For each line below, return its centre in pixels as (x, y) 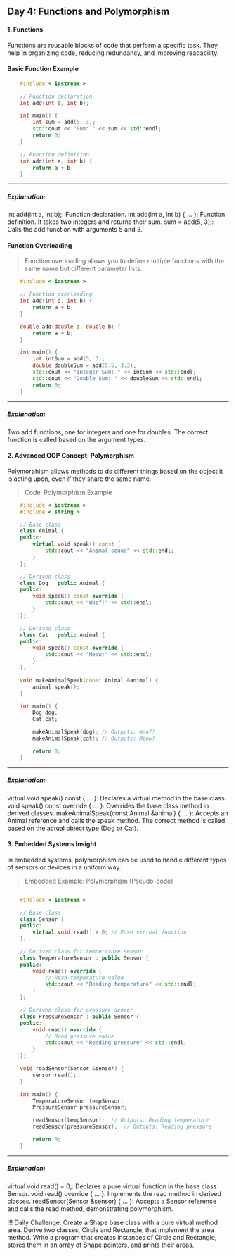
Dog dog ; (45, 713)
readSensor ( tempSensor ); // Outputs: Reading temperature (121, 1120)
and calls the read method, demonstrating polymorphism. (90, 1208)
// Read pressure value (79, 1036)
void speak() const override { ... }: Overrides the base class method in (108, 805)
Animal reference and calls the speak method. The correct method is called (116, 820)
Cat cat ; (45, 720)
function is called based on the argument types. (77, 439)
